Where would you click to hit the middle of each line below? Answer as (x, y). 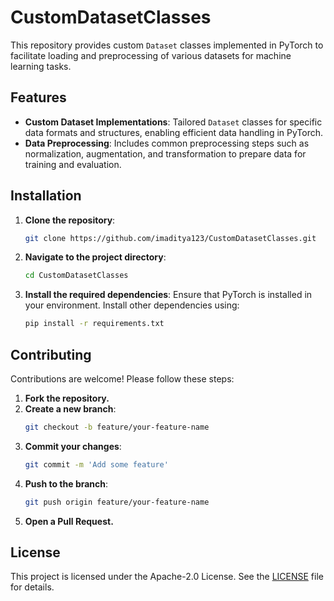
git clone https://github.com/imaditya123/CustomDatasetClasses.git (170, 238)
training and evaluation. (73, 164)
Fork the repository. (67, 398)
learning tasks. (41, 66)
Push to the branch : (66, 483)
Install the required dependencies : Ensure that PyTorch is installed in (168, 295)
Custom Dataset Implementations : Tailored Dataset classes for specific (173, 122)
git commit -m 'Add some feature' (96, 464)
